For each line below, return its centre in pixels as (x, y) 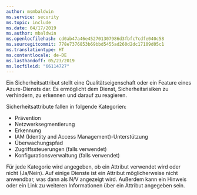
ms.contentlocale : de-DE (36, 55)
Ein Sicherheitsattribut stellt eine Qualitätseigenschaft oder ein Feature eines (99, 83)
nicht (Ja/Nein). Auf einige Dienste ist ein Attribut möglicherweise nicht (92, 173)
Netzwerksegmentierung (45, 125)
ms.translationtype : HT (35, 50)
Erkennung (28, 130)
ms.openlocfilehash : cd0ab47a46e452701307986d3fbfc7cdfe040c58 (85, 39)
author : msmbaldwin (30, 11)
